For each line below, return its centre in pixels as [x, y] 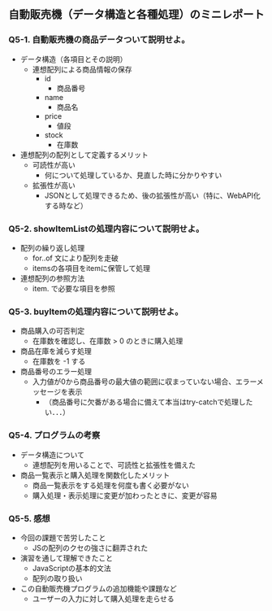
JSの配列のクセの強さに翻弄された [90, 548]
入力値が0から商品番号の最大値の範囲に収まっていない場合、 [134, 382]
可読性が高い [54, 164]
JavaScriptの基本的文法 [71, 568]
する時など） [66, 205]
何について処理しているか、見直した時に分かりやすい [133, 175]
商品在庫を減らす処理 [56, 351]
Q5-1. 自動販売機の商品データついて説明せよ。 [99, 40]
